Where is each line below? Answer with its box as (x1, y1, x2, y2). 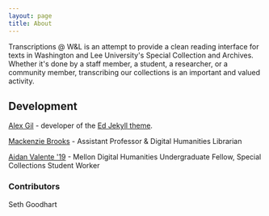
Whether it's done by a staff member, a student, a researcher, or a (8, 58, 229, 69)
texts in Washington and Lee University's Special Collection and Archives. (8, 50, 254, 60)
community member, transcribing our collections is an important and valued (8, 67, 261, 77)
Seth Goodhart (8, 199, 57, 209)
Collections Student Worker (8, 161, 100, 171)
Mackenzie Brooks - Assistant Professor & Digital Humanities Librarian (8, 137, 242, 146)
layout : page (8, 11, 53, 20)
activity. (8, 76, 35, 86)
